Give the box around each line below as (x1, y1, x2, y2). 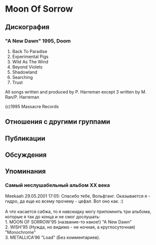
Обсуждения (5, 151, 47, 159)
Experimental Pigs (12, 54, 49, 59)
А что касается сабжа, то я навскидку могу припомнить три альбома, (5, 208, 151, 214)
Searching (12, 74, 33, 80)
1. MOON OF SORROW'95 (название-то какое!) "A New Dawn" (5, 219, 132, 225)
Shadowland (12, 69, 38, 75)
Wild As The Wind (12, 58, 49, 64)
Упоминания (5, 167, 46, 176)
